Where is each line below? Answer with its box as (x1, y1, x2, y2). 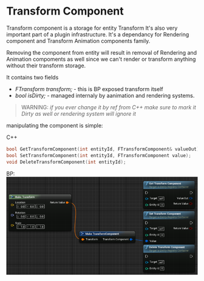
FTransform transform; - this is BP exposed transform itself (15, 85, 163, 92)
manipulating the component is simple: (6, 121, 103, 129)
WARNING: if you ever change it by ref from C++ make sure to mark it (21, 103, 196, 110)
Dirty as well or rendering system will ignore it (21, 110, 137, 117)
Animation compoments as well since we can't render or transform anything (6, 55, 196, 63)
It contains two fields (6, 73, 59, 81)
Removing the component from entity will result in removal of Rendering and (6, 49, 197, 56)
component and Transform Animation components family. (6, 37, 151, 44)
